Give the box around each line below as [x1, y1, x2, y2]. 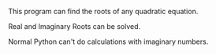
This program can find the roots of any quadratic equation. [8, 7, 199, 16]
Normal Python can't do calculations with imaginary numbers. [8, 37, 209, 46]
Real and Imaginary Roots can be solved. [8, 22, 141, 31]
